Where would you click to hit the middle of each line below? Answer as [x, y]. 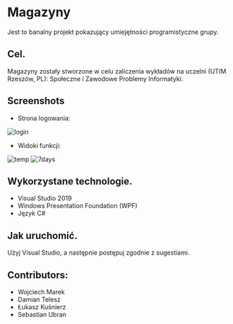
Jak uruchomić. [42, 235]
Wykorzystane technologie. [70, 181]
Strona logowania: [44, 118]
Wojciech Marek [41, 292]
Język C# [31, 214]
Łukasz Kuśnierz [42, 307]
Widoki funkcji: [39, 145]
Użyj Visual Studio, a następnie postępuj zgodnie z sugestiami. [98, 253]
